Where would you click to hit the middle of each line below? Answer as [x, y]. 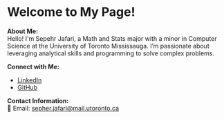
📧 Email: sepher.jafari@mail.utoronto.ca [63, 108]
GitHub [27, 87]
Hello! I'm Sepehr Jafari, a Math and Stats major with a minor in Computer [112, 38]
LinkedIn [29, 80]
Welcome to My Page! [71, 12]
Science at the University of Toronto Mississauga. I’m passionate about [108, 46]
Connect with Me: [34, 66]
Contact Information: [38, 100]
